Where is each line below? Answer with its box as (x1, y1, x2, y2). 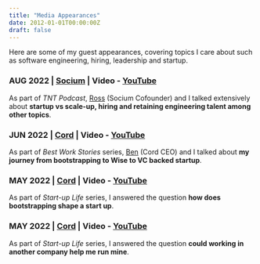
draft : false (9, 26, 52, 34)
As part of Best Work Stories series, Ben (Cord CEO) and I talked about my (9, 146, 250, 157)
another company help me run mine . (9, 247, 130, 256)
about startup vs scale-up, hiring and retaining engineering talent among (9, 101, 251, 110)
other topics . (9, 110, 52, 119)
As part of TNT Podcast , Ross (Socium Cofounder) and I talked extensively (9, 93, 251, 103)
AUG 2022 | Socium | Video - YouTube (9, 75, 157, 86)
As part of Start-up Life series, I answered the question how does (9, 193, 222, 202)
